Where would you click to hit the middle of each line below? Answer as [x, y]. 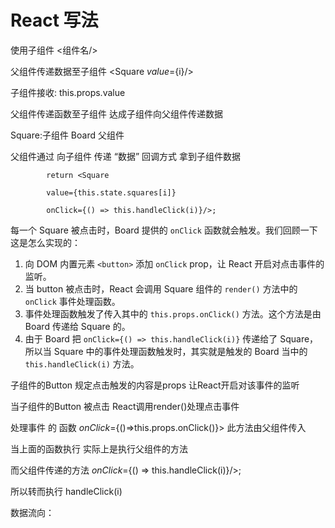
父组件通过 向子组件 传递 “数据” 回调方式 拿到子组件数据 [126, 156]
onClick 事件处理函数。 [72, 301]
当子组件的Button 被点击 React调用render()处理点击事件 [125, 406]
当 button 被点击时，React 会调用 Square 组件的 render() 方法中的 [161, 288]
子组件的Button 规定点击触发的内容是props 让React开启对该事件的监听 [155, 385]
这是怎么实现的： [45, 242]
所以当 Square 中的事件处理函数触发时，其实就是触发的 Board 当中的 [166, 351]
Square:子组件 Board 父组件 [67, 135]
